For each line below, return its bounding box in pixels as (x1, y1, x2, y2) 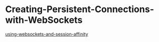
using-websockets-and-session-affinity (5, 31, 89, 37)
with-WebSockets (5, 14, 83, 26)
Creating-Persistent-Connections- (5, 4, 154, 15)
